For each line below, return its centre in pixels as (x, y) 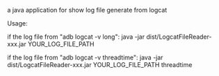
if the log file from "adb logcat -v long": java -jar (76, 37)
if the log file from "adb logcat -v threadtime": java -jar (85, 57)
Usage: (17, 23)
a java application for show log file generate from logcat (87, 10)
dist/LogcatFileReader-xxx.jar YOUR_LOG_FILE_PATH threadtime (100, 65)
